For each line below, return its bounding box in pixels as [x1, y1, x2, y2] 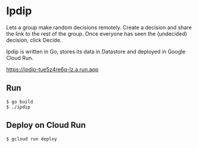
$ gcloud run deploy [6, 136, 58, 142]
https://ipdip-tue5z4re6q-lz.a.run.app [6, 65, 99, 73]
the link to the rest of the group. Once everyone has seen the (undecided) [6, 30, 187, 37]
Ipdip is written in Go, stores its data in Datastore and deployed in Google [6, 48, 186, 55]
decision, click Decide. [6, 36, 62, 43]
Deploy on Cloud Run [6, 120, 86, 130]
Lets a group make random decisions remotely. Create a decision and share [6, 24, 192, 31]
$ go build [6, 99, 33, 105]
